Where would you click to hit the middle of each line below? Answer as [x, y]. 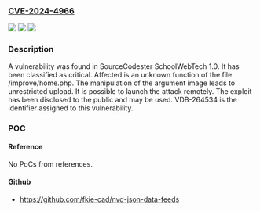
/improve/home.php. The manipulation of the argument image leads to [122, 83]
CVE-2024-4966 [41, 11]
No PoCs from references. [50, 164]
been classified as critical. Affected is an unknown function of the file [120, 74]
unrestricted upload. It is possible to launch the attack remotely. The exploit [130, 91]
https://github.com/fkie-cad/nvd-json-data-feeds [99, 199]
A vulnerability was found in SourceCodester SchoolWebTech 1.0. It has [124, 66]
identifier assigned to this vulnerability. [71, 108]
